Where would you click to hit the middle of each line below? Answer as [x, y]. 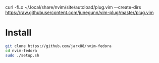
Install [18, 33]
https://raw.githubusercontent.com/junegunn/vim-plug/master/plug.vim [79, 12]
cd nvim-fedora [21, 50]
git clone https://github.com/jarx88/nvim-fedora [59, 46]
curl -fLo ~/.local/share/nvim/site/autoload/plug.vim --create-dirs [73, 7]
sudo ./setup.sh [22, 55]
